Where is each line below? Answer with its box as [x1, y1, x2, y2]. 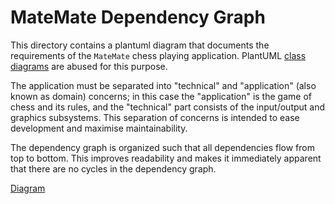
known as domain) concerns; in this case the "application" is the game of [10, 90, 312, 102]
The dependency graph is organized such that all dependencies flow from [10, 141, 315, 153]
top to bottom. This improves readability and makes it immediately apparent [10, 152, 322, 164]
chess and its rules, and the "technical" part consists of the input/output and [10, 101, 326, 113]
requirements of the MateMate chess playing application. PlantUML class [10, 49, 307, 61]
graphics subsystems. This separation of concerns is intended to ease [10, 111, 300, 123]
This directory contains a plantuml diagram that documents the [10, 39, 270, 51]
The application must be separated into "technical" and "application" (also [10, 79, 317, 91]
